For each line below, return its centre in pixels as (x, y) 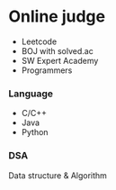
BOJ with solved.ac (57, 50)
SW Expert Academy (60, 60)
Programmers (47, 70)
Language (31, 94)
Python (35, 132)
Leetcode (39, 41)
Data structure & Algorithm (58, 175)
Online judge (57, 17)
